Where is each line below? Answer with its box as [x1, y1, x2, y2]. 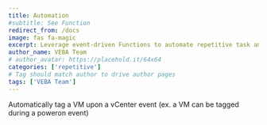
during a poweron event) [8, 108, 89, 117]
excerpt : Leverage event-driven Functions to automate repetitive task [8, 41, 250, 49]
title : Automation [8, 11, 69, 20]
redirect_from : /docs [8, 26, 80, 34]
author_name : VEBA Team [8, 48, 87, 56]
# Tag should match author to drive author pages [8, 70, 176, 78]
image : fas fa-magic [8, 33, 77, 42]
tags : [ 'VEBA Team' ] [8, 78, 77, 85]
